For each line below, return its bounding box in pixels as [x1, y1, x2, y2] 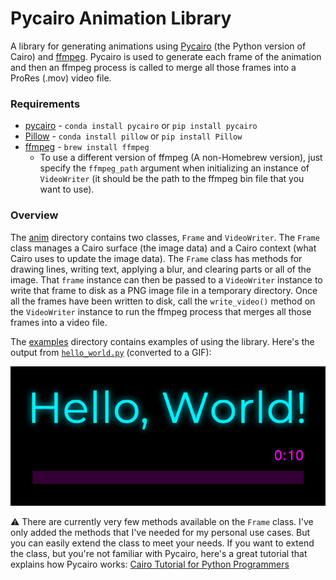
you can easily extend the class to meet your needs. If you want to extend [10, 537, 315, 549]
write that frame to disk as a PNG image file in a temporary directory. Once [10, 284, 318, 296]
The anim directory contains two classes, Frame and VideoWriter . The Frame [10, 231, 320, 243]
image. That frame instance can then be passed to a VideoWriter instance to [10, 273, 323, 286]
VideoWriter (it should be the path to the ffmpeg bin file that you [39, 173, 305, 185]
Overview [10, 208, 59, 222]
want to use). [39, 183, 95, 196]
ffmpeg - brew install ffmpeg [24, 141, 150, 153]
